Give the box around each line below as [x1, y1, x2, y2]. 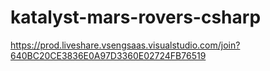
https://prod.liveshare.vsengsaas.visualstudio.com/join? [10, 39, 241, 51]
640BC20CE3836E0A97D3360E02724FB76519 [10, 49, 207, 61]
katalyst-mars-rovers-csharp [10, 6, 262, 29]
